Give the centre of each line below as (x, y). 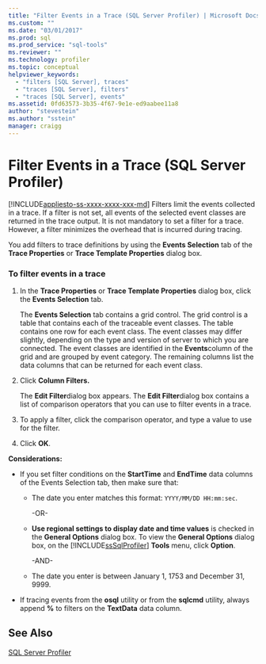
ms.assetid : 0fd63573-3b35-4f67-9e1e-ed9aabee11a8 (93, 104)
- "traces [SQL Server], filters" (72, 89)
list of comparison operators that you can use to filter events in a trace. (135, 404)
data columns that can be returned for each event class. (111, 364)
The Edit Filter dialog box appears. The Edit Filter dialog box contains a (134, 395)
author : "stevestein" (44, 112)
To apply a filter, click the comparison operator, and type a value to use (135, 419)
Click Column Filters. (55, 380)
